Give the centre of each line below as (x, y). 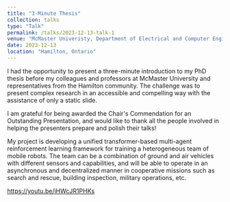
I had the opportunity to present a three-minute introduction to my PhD (107, 71)
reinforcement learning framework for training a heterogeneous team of (108, 149)
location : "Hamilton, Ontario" (52, 52)
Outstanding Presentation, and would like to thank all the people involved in (113, 121)
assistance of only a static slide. (52, 100)
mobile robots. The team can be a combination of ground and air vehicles (111, 155)
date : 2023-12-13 (32, 45)
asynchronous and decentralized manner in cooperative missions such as (111, 170)
